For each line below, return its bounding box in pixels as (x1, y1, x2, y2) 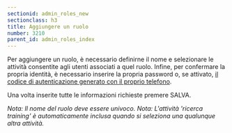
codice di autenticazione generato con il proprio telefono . (7, 77, 172, 86)
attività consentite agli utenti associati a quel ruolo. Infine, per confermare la (7, 63, 225, 71)
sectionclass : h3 (7, 17, 58, 24)
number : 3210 (7, 29, 45, 37)
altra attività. (7, 119, 45, 127)
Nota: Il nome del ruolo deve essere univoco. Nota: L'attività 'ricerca (7, 104, 203, 113)
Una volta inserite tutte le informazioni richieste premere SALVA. (7, 91, 192, 100)
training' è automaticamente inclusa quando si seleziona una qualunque (7, 112, 216, 120)
